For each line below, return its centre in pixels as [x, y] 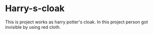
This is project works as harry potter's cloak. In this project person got [76, 22]
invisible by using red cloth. [33, 27]
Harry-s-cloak [35, 9]
